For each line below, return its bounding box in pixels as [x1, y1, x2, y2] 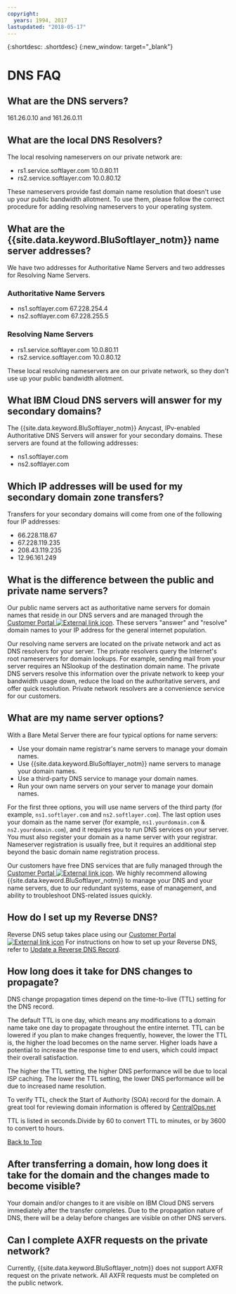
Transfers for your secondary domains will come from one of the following [7, 510, 223, 519]
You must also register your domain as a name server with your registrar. [7, 832, 218, 841]
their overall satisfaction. [7, 1054, 79, 1062]
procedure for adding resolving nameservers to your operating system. [7, 202, 213, 211]
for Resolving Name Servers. [7, 271, 91, 279]
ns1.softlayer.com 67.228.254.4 [17, 304, 108, 313]
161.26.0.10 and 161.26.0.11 [7, 114, 83, 122]
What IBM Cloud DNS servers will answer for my [7, 394, 223, 406]
